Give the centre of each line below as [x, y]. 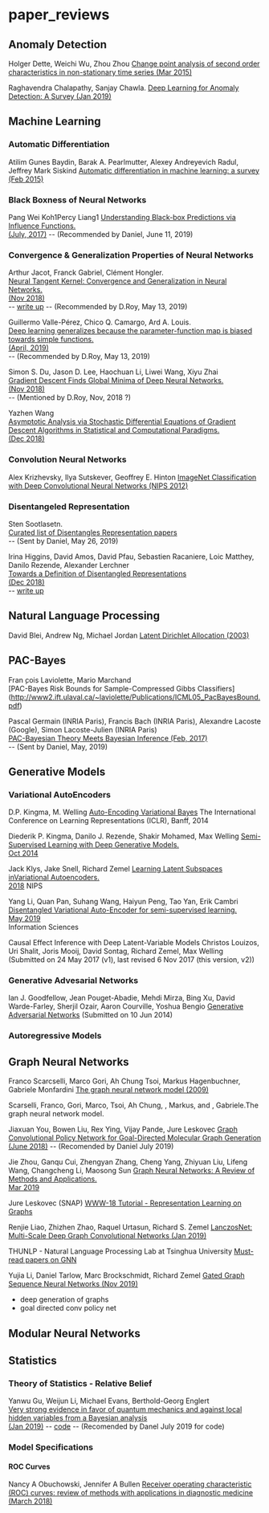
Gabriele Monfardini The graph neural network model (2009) [108, 1090]
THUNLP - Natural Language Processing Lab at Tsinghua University [120, 1251]
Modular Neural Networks [74, 1334]
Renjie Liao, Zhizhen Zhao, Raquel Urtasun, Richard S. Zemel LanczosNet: [130, 1227]
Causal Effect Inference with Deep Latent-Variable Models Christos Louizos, [134, 943]
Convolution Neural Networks [67, 459]
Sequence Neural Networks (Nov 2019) [73, 1284]
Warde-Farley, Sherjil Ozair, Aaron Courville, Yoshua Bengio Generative [126, 1006]
